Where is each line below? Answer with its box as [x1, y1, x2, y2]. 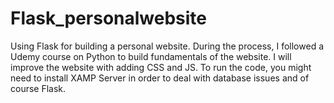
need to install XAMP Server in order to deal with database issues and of [10, 72, 310, 84]
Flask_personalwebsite [10, 7, 208, 30]
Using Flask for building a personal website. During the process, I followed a [10, 40, 324, 52]
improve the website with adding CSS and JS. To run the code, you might [10, 61, 312, 73]
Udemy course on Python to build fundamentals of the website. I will [10, 50, 292, 62]
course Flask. [10, 82, 67, 94]
